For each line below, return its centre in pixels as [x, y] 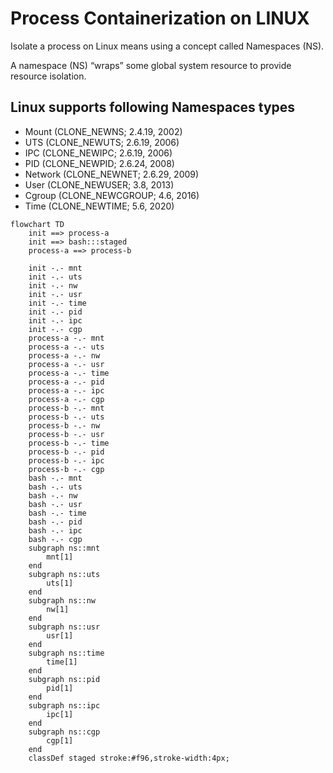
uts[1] [60, 583]
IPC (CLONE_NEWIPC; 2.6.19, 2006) [98, 153]
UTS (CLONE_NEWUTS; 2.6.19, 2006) [102, 142]
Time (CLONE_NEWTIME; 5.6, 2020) [99, 206]
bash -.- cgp [55, 539]
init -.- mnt [55, 268]
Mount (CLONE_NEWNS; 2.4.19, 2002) [103, 131]
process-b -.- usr [66, 434]
